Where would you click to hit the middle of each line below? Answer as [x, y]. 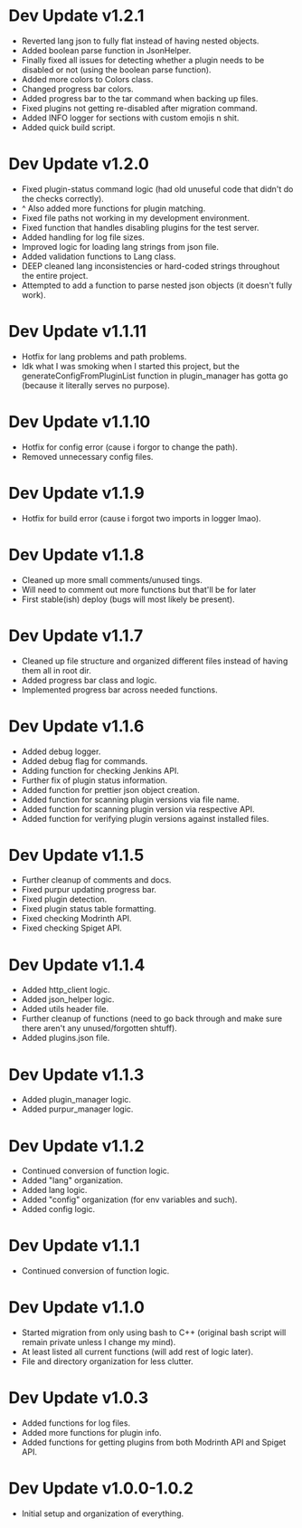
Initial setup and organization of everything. [103, 1514]
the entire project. [55, 275]
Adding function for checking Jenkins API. [100, 770]
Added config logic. [58, 1209]
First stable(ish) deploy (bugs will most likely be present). [128, 599]
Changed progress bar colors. [77, 89]
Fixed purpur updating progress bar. [89, 890]
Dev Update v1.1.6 [76, 726]
